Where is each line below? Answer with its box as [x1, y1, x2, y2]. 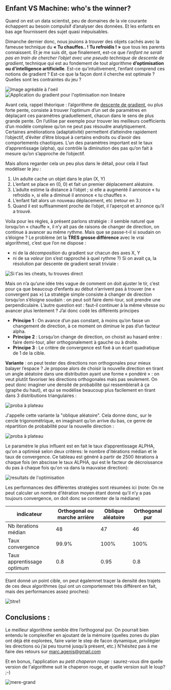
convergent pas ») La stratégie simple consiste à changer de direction [5, 291, 152, 297]
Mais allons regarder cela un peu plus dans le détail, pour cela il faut [5, 160, 149, 166]
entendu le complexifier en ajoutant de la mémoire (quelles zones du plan [5, 632, 159, 638]
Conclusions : [5, 613, 50, 622]
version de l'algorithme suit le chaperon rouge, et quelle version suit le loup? [5, 663, 165, 670]
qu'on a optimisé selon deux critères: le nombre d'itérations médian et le [5, 448, 157, 454]
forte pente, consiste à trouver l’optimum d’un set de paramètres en [5, 107, 147, 113]
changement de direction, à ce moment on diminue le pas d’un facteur [12, 323, 160, 329]
